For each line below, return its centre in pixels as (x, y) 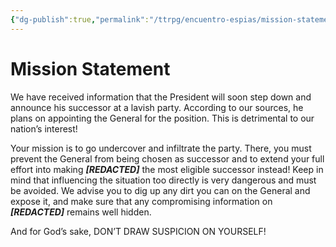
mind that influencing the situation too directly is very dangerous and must (163, 180)
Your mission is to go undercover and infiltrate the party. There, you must (161, 148)
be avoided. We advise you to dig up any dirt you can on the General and (160, 190)
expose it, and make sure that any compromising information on (141, 201)
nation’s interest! (44, 128)
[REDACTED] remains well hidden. (81, 212)
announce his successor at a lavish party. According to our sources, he (157, 107)
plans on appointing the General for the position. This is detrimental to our (162, 118)
